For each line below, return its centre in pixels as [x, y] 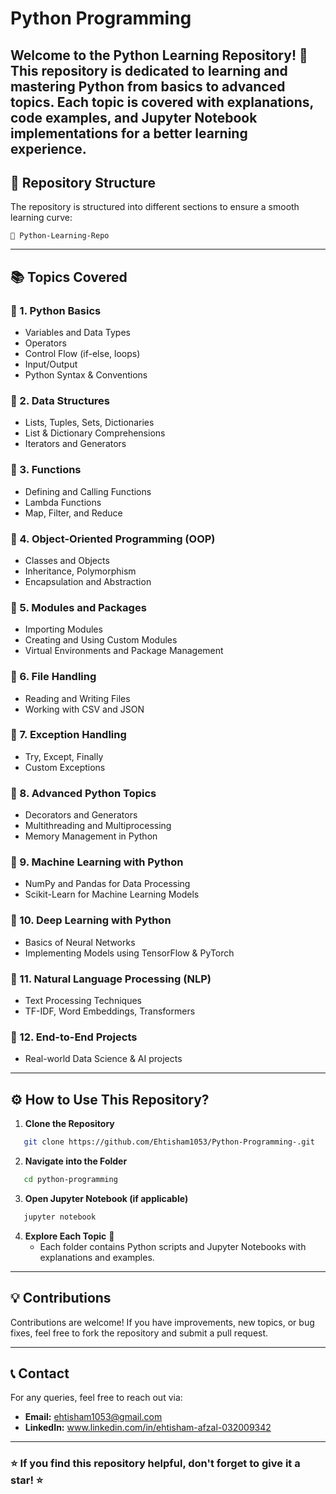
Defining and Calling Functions [88, 491]
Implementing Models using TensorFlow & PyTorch [129, 953]
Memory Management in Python [91, 836]
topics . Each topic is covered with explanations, [162, 102]
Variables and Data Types [77, 333]
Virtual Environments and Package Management [124, 651]
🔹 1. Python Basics [56, 310]
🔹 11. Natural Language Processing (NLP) [111, 979]
